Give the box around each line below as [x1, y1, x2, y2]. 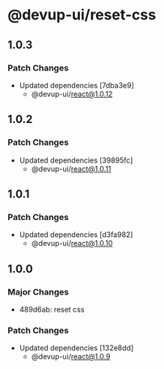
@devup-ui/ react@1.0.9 [31, 352, 111, 362]
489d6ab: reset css [19, 304, 85, 314]
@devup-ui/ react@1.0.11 [31, 163, 111, 173]
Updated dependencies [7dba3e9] [19, 80, 135, 90]
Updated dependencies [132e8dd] [19, 343, 134, 353]
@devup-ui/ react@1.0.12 [31, 89, 113, 99]
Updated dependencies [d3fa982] [19, 230, 133, 240]
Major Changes [7, 286, 69, 297]
